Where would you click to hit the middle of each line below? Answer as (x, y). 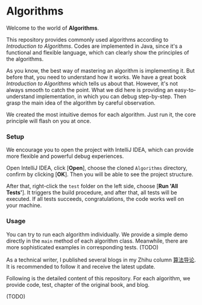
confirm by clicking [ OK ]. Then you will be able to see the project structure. (100, 174)
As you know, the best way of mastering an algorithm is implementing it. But (100, 70)
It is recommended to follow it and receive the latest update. (81, 266)
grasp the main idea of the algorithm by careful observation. (81, 103)
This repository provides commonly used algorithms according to (87, 39)
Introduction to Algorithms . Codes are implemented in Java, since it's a (94, 46)
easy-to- (185, 90)
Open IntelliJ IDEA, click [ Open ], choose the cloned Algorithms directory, (97, 168)
